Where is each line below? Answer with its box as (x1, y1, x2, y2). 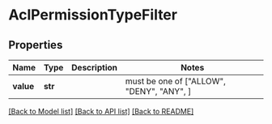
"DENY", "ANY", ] (125, 86, 192, 96)
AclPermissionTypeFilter (8, 6, 178, 24)
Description (71, 62, 117, 73)
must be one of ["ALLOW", (125, 75, 227, 87)
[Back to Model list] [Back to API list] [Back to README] (8, 107, 194, 116)
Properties (8, 38, 63, 52)
